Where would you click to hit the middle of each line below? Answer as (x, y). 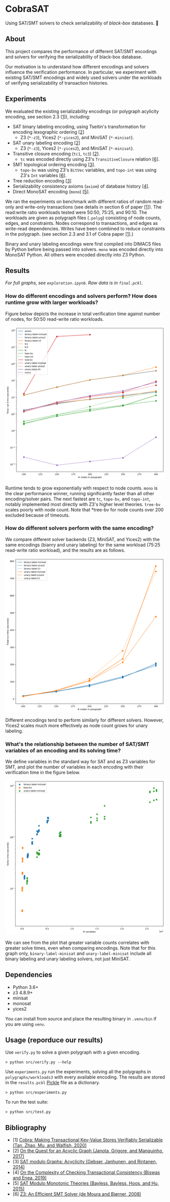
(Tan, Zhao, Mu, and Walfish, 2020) (50, 1145)
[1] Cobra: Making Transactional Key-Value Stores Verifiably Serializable (88, 1140)
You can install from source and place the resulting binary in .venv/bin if (81, 1018)
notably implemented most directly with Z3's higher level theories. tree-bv (83, 504)
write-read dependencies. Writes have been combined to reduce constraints (85, 228)
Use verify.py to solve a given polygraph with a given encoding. (73, 1052)
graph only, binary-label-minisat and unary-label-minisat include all (78, 953)
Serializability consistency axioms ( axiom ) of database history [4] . (81, 186)
